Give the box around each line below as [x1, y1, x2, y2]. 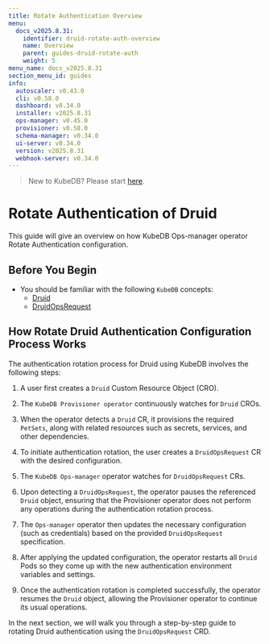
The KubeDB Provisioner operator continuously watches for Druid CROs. [19, 398, 262, 408]
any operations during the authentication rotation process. [19, 504, 213, 513]
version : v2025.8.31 [15, 147, 85, 155]
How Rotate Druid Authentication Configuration [8, 325, 252, 339]
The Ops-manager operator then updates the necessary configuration [19, 519, 247, 529]
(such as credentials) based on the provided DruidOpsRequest [19, 528, 223, 538]
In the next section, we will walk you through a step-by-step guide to [8, 617, 236, 627]
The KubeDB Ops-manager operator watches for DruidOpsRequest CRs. [19, 471, 246, 480]
